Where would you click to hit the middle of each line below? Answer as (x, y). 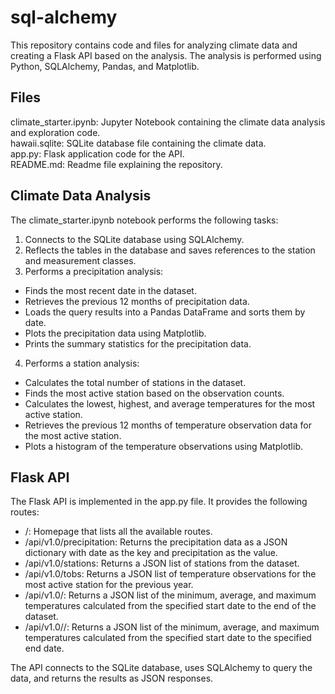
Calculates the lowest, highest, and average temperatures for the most (170, 403)
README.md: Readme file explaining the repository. (116, 164)
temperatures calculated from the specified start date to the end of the (170, 606)
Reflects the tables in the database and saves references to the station (170, 250)
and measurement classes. (80, 260)
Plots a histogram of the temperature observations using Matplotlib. (164, 446)
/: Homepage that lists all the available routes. (118, 532)
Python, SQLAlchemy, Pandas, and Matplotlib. (105, 66)
